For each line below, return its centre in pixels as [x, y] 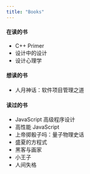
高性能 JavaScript [37, 127]
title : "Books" [25, 12]
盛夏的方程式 [31, 142]
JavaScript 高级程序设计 [45, 120]
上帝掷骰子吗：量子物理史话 [50, 135]
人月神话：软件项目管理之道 [50, 90]
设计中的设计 [31, 53]
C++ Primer [29, 45]
